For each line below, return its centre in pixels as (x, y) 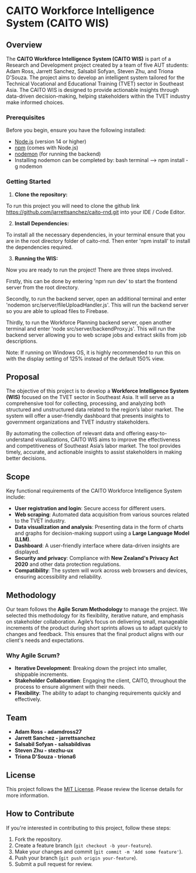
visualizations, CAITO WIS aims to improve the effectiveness (107, 439)
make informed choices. (35, 102)
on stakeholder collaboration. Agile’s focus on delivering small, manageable (97, 622)
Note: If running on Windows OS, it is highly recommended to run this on (93, 352)
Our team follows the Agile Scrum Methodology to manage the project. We (97, 609)
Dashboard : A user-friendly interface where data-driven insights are (97, 546)
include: (16, 497)
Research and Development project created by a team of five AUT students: (97, 65)
